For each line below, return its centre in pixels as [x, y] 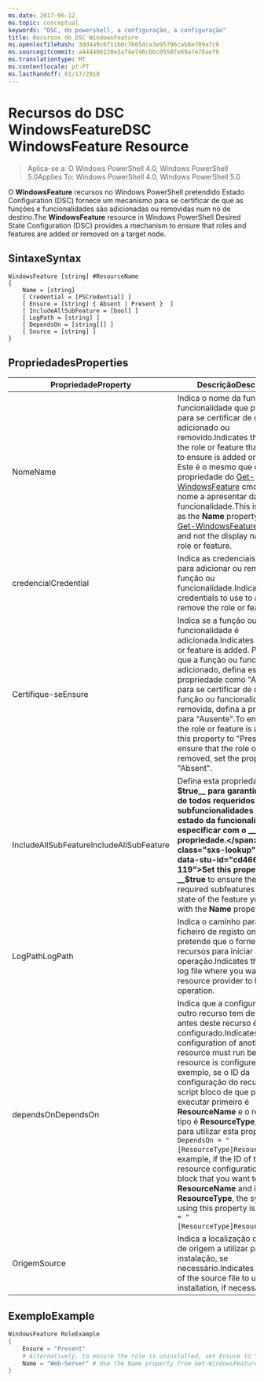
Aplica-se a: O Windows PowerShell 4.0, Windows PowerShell [128, 168]
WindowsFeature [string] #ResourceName [73, 276]
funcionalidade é [208, 631]
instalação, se [203, 1258]
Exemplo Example [51, 1316]
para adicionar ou [209, 569]
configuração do [208, 1082]
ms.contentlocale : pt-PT [49, 67]
